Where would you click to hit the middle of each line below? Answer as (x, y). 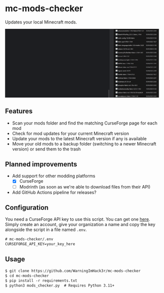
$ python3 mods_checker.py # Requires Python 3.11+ (60, 286)
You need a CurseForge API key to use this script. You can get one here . (78, 219)
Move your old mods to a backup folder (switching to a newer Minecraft (84, 144)
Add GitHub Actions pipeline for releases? (54, 192)
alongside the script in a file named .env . (46, 230)
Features (19, 111)
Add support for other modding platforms (54, 176)
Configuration (27, 208)
